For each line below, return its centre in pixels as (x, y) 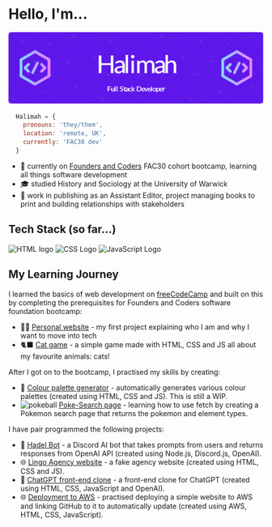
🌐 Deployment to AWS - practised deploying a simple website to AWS (136, 497)
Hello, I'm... (48, 14)
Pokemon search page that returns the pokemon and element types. (134, 413)
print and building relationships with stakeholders (102, 204)
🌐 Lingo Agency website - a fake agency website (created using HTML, (139, 461)
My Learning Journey (64, 275)
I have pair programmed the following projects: (86, 429)
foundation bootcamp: (45, 311)
